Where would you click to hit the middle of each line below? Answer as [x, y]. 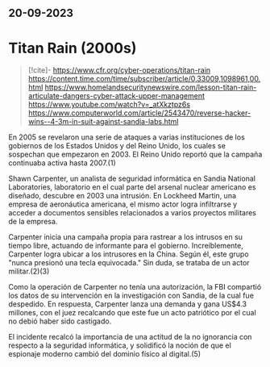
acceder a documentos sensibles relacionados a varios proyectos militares [132, 213]
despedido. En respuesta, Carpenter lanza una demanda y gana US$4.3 [128, 304]
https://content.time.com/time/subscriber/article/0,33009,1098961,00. [144, 79]
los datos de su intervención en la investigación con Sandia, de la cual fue [131, 296]
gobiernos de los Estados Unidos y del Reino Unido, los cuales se [117, 146]
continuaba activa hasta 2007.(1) [62, 163]
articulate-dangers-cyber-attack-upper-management [116, 96]
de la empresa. [33, 222]
